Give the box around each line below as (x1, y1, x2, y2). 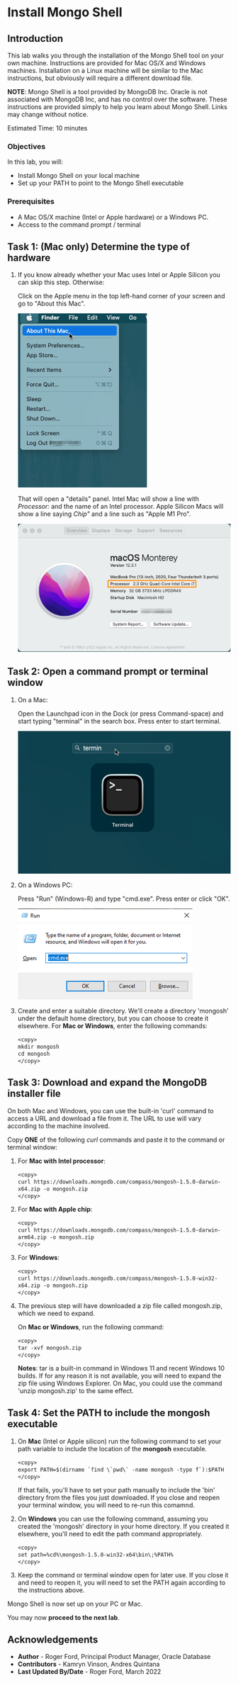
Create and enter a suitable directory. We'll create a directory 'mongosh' (17, 1006, 229, 1015)
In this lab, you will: (7, 157, 64, 167)
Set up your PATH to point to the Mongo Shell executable (17, 179, 184, 188)
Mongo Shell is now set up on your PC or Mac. (7, 1599, 143, 1608)
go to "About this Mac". (17, 299, 86, 308)
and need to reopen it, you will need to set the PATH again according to (17, 1578, 226, 1587)
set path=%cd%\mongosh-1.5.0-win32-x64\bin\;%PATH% (17, 1551, 174, 1558)
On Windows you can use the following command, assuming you (17, 1514, 208, 1523)
